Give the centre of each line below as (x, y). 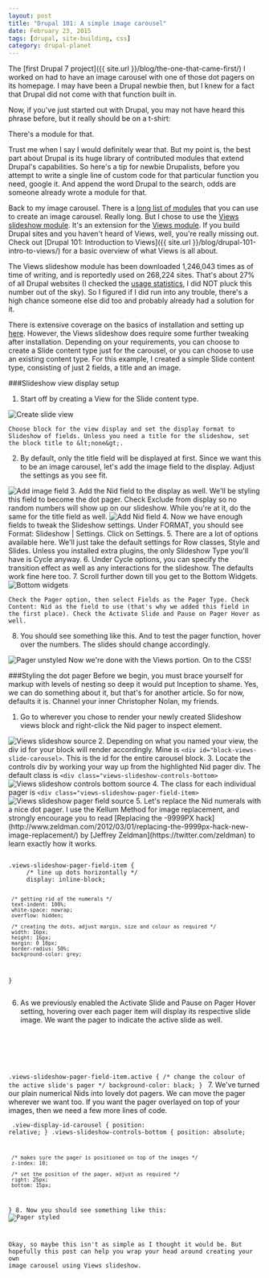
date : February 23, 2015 (50, 31)
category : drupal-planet (50, 46)
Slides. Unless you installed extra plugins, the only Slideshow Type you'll (128, 551)
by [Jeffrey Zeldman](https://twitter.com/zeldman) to (167, 835)
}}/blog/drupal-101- (224, 242)
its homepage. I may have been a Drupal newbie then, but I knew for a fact (131, 86)
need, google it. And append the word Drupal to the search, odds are (122, 184)
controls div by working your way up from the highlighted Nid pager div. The (134, 767)
